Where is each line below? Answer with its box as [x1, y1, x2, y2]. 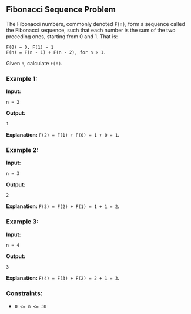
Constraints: [6, 289, 43, 297]
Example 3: [6, 217, 39, 226]
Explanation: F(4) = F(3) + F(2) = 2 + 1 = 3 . [6, 274, 119, 282]
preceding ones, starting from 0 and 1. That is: [6, 32, 118, 40]
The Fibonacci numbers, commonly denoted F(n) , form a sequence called [6, 20, 185, 27]
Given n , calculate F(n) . [6, 60, 63, 67]
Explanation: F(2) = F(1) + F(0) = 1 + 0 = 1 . [6, 131, 119, 138]
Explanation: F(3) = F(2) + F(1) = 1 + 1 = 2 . [6, 203, 119, 210]
